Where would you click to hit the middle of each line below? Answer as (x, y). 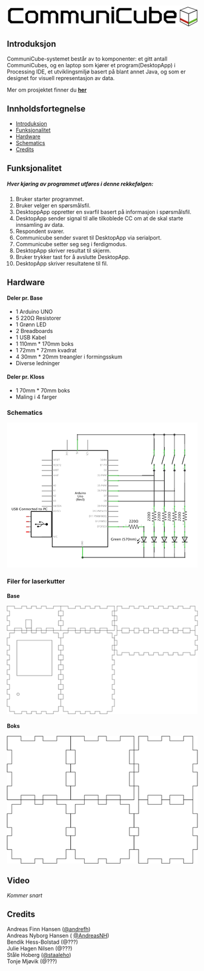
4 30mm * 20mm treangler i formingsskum (69, 357)
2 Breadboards (34, 331)
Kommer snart (25, 895)
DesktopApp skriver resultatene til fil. (62, 264)
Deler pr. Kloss (26, 377)
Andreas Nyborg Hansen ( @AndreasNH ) (58, 935)
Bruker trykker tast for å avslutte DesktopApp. (73, 257)
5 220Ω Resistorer (38, 318)
